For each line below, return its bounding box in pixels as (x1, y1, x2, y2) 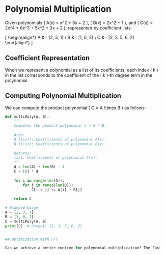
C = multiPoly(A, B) (5, 219, 48, 224)
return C (14, 197, 32, 201)
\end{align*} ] (5, 39, 33, 45)
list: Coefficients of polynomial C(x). (14, 155, 98, 160)
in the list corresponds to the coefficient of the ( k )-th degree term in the (5, 72, 153, 78)
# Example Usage (5, 205, 38, 210)
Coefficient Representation (5, 54, 90, 62)
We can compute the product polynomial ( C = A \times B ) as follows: (5, 105, 146, 111)
